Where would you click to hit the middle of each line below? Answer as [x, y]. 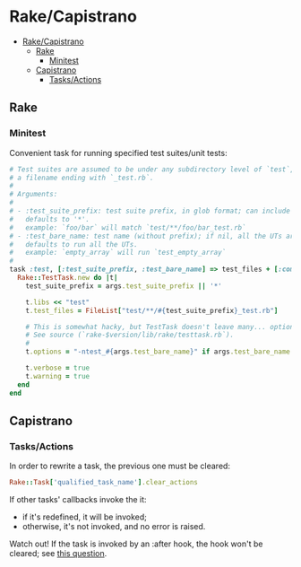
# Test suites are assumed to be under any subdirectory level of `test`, [152, 169]
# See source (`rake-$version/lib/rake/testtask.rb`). [130, 335]
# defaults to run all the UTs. [74, 244]
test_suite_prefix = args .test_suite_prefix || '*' [124, 286]
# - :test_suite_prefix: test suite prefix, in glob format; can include [150, 211]
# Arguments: [34, 195]
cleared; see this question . [58, 554]
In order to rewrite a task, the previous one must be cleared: [120, 466]
